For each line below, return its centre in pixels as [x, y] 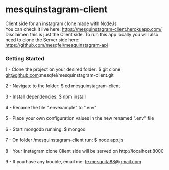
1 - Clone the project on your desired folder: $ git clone [63, 69]
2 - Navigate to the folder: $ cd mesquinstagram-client [63, 86]
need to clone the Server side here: [42, 40]
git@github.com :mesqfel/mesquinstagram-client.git [59, 75]
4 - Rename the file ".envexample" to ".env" [51, 108]
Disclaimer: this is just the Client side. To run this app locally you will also [82, 34]
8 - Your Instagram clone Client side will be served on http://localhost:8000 [84, 151]
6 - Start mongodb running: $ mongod [45, 129]
